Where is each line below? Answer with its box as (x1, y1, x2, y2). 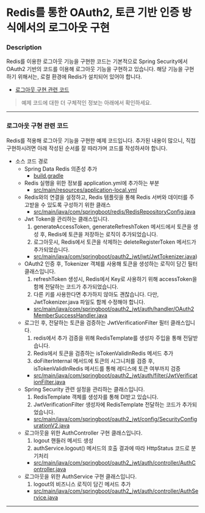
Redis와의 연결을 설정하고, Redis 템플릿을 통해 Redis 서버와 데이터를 (24, 193, 188, 201)
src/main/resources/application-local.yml (33, 186, 137, 193)
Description (6, 43, 42, 52)
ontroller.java (33, 465, 67, 473)
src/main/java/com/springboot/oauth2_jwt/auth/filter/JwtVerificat (33, 372, 198, 379)
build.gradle (33, 172, 64, 179)
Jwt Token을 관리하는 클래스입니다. (24, 215, 110, 222)
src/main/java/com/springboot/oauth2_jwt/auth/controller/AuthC (33, 459, 196, 466)
